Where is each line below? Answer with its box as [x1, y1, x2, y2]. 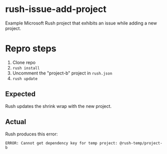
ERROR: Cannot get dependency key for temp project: [5, 140, 118, 145]
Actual [5, 117, 27, 126]
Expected [5, 90, 36, 98]
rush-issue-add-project [5, 3, 107, 15]
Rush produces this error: [5, 131, 58, 137]
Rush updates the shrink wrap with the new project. [5, 103, 112, 109]
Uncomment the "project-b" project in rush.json [12, 70, 113, 76]
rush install [12, 65, 40, 70]
